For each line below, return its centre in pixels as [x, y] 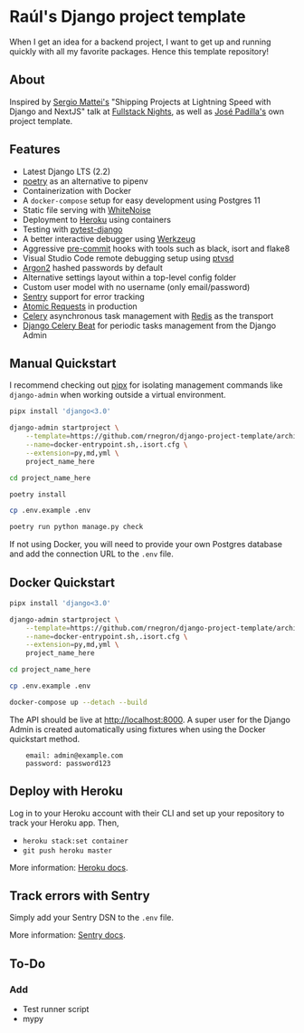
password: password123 [68, 763]
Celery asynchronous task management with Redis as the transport [148, 315]
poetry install [38, 494]
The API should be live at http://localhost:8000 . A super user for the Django [150, 719]
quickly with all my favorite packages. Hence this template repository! [139, 51]
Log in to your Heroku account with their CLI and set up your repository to [147, 813]
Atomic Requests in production [80, 306]
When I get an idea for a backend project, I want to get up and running [140, 42]
